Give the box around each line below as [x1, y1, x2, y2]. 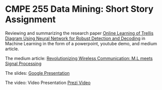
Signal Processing [5, 60, 42, 66]
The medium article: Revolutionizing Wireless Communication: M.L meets [5, 55, 153, 61]
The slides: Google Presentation [5, 70, 70, 76]
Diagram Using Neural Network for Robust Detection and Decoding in [5, 35, 146, 41]
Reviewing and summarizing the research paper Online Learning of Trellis [5, 30, 154, 36]
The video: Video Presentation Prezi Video [5, 80, 91, 86]
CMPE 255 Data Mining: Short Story [5, 3, 154, 15]
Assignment [5, 14, 56, 25]
